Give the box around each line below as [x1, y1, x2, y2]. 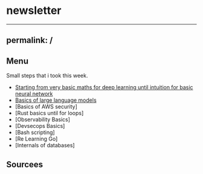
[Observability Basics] [14, 116, 71, 123]
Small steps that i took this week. [6, 72, 88, 79]
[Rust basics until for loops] [14, 110, 84, 117]
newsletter [6, 4, 62, 18]
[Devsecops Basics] [14, 122, 65, 130]
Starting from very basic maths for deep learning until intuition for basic [14, 84, 193, 91]
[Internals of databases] [14, 142, 75, 149]
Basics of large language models [14, 96, 97, 104]
